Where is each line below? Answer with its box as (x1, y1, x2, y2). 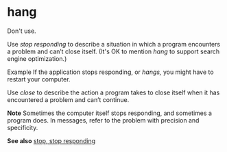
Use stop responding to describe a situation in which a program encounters (7, 40, 221, 48)
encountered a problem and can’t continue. (7, 95, 130, 103)
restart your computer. (7, 75, 71, 83)
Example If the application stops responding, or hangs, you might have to (7, 68, 214, 76)
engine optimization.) (7, 54, 67, 62)
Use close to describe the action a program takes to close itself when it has (7, 88, 220, 97)
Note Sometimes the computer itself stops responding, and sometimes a (7, 109, 213, 117)
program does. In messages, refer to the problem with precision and (7, 116, 200, 124)
